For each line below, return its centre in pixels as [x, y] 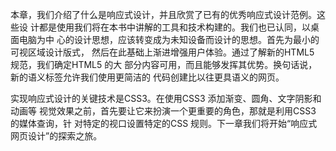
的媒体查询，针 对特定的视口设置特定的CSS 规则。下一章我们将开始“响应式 [164, 123]
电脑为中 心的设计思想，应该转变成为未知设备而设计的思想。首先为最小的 [169, 39]
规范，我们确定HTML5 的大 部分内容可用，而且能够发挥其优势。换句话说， [164, 64]
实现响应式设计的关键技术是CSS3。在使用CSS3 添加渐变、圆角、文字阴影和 [166, 98]
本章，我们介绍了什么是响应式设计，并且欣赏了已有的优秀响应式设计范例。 [163, 14]
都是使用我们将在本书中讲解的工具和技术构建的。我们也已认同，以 [174, 27]
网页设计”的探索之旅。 [56, 136]
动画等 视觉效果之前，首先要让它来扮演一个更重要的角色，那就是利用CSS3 [163, 111]
